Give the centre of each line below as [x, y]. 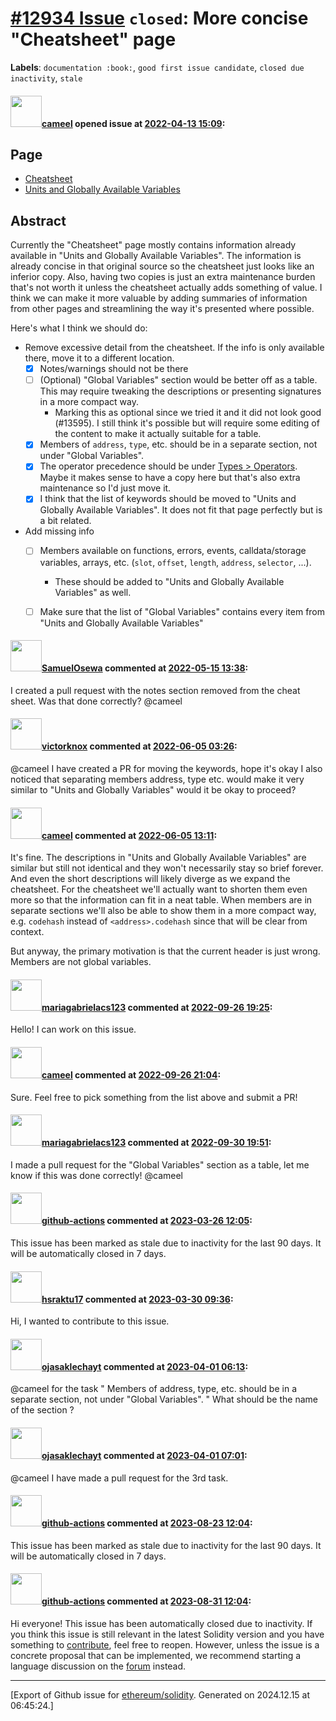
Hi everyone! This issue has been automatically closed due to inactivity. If [161, 1624]
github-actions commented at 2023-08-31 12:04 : [146, 1601]
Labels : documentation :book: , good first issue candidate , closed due [157, 67]
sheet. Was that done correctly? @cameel [96, 701]
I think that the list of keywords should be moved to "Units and [168, 499]
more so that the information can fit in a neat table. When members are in [161, 900]
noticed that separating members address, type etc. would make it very [157, 779]
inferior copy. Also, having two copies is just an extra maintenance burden [163, 277]
